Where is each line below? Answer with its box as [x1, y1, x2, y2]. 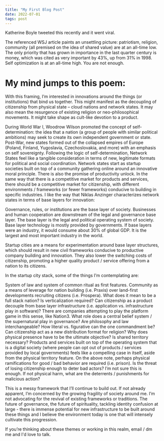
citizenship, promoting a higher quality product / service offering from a [5, 258, 150, 264]
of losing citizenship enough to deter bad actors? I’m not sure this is [5, 365, 142, 371]
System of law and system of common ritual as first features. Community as [5, 282, 158, 288]
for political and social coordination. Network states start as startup [5, 161, 141, 166]
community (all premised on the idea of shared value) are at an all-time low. [5, 45, 158, 51]
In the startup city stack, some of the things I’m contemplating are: [5, 273, 139, 278]
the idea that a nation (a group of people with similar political [35, 129, 158, 135]
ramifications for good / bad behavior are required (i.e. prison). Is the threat [5, 360, 157, 366]
